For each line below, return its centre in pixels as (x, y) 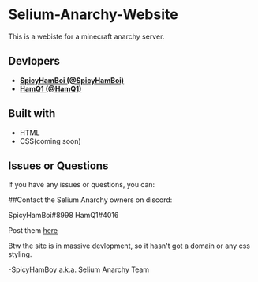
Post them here (33, 231)
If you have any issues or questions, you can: (82, 185)
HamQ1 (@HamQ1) (50, 88)
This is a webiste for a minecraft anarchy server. (86, 36)
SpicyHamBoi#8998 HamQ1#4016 (64, 216)
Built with (32, 113)
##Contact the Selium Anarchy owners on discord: (90, 200)
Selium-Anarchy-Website (93, 15)
